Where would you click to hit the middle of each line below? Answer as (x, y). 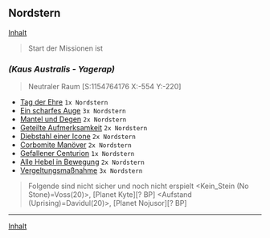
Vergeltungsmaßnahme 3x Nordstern (81, 170)
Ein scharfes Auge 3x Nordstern (73, 111)
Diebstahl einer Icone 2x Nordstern (78, 137)
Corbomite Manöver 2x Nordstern (76, 145)
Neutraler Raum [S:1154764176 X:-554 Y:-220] (104, 87)
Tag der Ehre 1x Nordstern (64, 102)
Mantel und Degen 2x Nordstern (73, 119)
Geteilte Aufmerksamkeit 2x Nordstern (84, 128)
